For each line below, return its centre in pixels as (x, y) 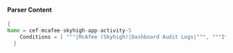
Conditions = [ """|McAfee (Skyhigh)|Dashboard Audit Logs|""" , (114, 37)
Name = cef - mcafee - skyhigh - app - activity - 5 (69, 31)
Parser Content (29, 10)
